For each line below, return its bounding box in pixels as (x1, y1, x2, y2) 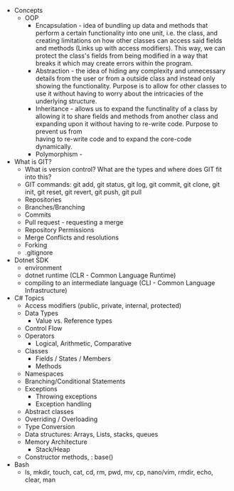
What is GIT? (14, 157, 52, 166)
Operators (24, 331, 55, 340)
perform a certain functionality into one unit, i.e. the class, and (35, 29, 218, 37)
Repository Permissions (24, 226, 95, 234)
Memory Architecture (24, 438, 87, 446)
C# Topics (14, 294, 45, 302)
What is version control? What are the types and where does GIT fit (24, 165, 222, 173)
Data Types (24, 309, 59, 317)
